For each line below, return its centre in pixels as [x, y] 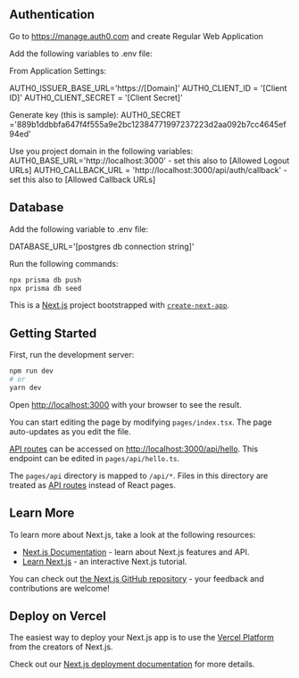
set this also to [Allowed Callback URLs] [83, 179]
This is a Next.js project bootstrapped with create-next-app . [120, 305]
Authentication [52, 15]
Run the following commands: [64, 263]
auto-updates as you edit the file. [70, 431]
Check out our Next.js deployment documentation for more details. [132, 665]
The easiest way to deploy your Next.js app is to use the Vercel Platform [142, 638]
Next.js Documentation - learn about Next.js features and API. [136, 551]
